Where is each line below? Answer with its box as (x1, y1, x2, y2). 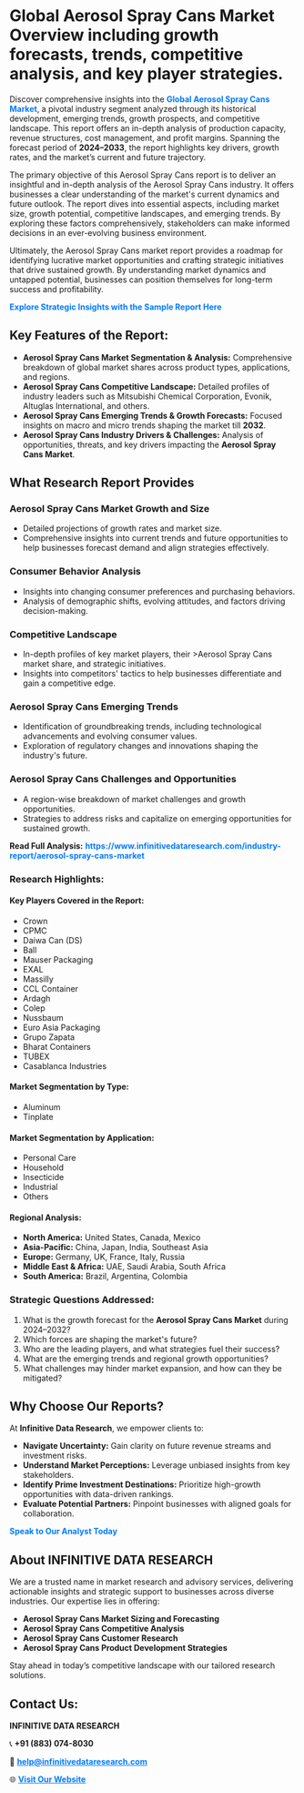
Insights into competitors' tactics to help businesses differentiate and (22, 668, 282, 679)
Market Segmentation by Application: (9, 1132, 155, 1143)
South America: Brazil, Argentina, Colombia (22, 1271, 188, 1282)
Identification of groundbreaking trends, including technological (22, 721, 262, 732)
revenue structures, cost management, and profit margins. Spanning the (9, 132, 280, 143)
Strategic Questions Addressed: (9, 1294, 155, 1307)
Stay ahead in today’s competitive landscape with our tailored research (9, 1660, 276, 1671)
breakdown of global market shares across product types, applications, (22, 362, 290, 372)
